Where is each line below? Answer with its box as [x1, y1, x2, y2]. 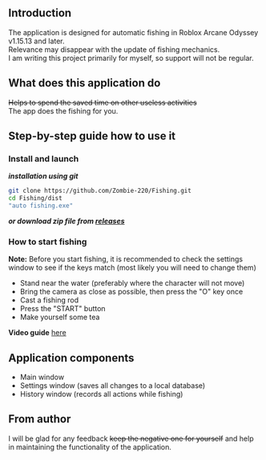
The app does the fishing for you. [8, 106, 119, 115]
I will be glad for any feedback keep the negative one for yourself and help [8, 434, 254, 443]
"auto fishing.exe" [8, 202, 74, 210]
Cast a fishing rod [19, 295, 79, 305]
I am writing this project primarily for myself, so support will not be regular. [8, 53, 254, 62]
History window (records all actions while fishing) [19, 390, 183, 399]
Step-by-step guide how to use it [8, 130, 176, 143]
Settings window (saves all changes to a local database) [19, 381, 206, 390]
